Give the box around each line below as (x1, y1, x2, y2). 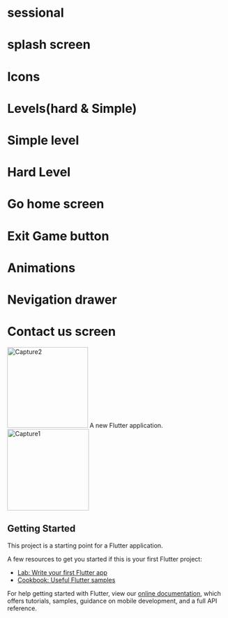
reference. (7, 604, 37, 612)
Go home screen (7, 196, 105, 212)
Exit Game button (7, 228, 109, 244)
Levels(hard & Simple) (7, 100, 137, 116)
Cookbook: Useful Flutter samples (17, 575, 116, 584)
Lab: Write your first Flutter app (17, 568, 108, 576)
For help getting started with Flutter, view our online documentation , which (7, 589, 222, 597)
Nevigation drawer (7, 291, 117, 307)
